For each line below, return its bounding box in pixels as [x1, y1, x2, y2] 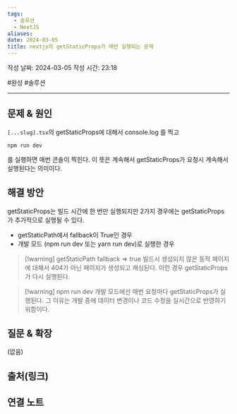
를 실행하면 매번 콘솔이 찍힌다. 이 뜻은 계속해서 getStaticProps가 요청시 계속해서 [7, 155, 229, 163]
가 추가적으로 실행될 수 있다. [7, 215, 85, 224]
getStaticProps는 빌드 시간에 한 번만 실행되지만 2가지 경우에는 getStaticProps [7, 206, 224, 215]
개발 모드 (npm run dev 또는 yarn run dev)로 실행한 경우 [17, 239, 175, 248]
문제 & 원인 [7, 107, 53, 120]
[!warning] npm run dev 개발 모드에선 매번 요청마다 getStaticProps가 [24, 287, 219, 295]
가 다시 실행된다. [24, 272, 71, 280]
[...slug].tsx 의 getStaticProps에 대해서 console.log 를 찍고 [7, 128, 180, 136]
